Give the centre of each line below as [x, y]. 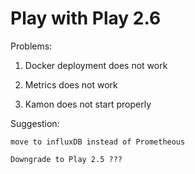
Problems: [31, 46]
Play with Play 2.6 [86, 18]
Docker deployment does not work [96, 65]
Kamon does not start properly [88, 104]
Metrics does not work [71, 84]
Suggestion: [35, 123]
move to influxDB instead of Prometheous [98, 142]
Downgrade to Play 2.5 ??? [66, 159]
